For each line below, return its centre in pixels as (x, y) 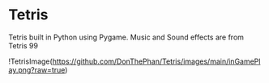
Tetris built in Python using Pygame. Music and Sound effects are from (126, 37)
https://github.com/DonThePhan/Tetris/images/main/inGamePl (156, 61)
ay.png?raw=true (37, 69)
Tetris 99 (23, 45)
